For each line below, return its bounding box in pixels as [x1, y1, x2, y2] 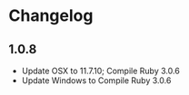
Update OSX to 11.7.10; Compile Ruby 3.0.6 [21, 65, 181, 76]
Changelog [8, 5, 94, 26]
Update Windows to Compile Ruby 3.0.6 [21, 75, 172, 86]
